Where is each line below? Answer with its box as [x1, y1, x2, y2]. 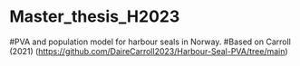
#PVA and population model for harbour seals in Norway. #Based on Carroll [9, 36, 292, 47]
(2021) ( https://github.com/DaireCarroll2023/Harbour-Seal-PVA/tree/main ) [9, 45, 288, 56]
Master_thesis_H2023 [9, 6, 180, 27]
